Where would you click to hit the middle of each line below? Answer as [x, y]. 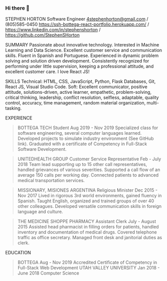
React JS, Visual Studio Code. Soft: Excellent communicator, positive [76, 87]
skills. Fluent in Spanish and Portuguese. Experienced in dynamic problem [82, 55]
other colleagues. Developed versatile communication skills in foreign [90, 206]
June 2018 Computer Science [48, 273]
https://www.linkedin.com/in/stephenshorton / [53, 30]
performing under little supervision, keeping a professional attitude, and [79, 66]
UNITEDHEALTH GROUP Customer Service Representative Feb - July [89, 159]
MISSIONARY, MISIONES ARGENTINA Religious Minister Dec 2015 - [87, 190]
